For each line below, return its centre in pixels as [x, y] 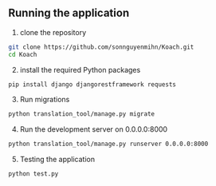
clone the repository [53, 32]
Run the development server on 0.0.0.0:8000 [94, 129]
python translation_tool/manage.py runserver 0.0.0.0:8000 [108, 144]
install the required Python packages [80, 69]
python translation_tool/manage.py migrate [82, 114]
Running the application [69, 13]
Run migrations [45, 100]
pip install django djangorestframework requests [92, 84]
